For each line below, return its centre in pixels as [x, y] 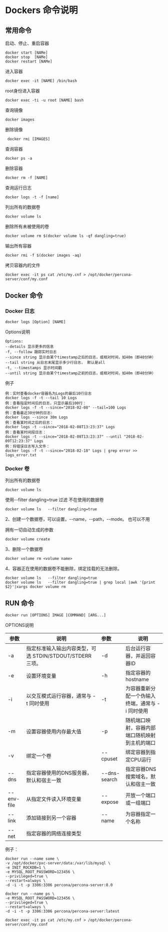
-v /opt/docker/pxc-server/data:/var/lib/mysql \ [58, 863]
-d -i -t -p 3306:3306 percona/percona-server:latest [62, 911]
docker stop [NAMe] [27, 57]
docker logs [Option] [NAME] [35, 322]
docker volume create [28, 539]
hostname [137, 679]
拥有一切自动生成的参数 [29, 530]
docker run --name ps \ [30, 893]
